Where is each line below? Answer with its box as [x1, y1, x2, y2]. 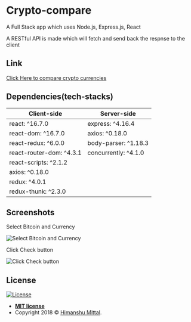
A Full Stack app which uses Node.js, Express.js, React [6, 23, 141, 30]
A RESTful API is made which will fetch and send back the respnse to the [6, 35, 185, 42]
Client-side [29, 109, 63, 117]
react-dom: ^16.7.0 [9, 129, 65, 137]
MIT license [14, 302, 45, 310]
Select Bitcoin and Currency [6, 223, 75, 230]
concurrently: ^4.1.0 [87, 148, 144, 157]
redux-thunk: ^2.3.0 [9, 187, 66, 196]
